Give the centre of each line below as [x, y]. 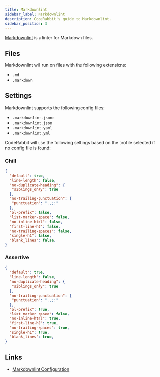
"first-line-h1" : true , [34, 323]
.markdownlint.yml [31, 133]
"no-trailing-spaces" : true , [40, 328]
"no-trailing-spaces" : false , [40, 231]
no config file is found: [28, 148]
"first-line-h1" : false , [35, 226]
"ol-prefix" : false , [31, 213]
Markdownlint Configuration [41, 369]
